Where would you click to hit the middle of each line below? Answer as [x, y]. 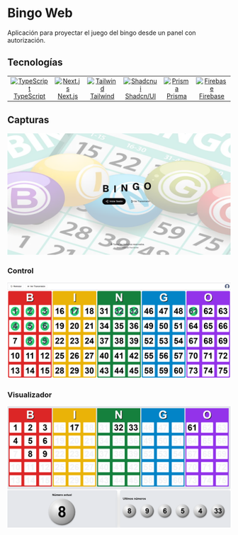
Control [21, 271]
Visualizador [30, 395]
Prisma [177, 96]
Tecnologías [35, 63]
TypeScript [29, 96]
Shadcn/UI [141, 96]
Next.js [68, 96]
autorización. [27, 40]
